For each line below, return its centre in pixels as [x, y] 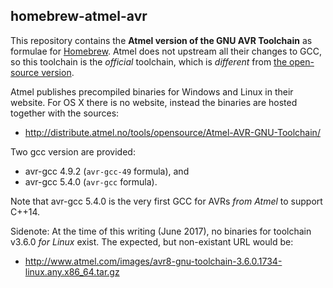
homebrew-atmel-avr [79, 16]
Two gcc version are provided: [73, 151]
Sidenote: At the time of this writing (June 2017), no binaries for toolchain [161, 231]
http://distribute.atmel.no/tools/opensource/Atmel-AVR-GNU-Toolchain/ [172, 132]
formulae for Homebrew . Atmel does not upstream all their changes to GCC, [166, 51]
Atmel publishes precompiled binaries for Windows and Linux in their [152, 91]
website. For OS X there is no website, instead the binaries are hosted [154, 102]
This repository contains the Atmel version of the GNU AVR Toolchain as [161, 40]
